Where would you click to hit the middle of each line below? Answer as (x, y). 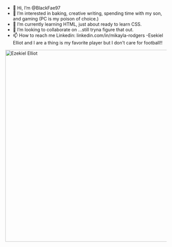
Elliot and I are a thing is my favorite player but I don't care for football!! (88, 43)
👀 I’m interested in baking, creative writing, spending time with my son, (87, 13)
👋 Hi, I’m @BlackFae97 (36, 8)
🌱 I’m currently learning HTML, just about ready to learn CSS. (77, 24)
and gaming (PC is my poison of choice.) (56, 19)
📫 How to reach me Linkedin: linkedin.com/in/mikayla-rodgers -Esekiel (88, 35)
